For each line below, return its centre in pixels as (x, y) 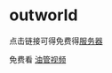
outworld (44, 15)
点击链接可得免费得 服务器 (56, 40)
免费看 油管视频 (38, 59)
